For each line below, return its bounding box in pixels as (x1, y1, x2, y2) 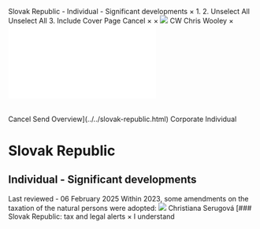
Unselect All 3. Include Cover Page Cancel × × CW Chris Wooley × (8, 16, 234, 25)
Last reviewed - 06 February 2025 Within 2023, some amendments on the (8, 194, 250, 203)
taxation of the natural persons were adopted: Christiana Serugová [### (8, 203, 252, 212)
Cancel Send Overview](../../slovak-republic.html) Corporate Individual (8, 114, 237, 124)
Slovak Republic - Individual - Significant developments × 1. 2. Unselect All (8, 7, 251, 16)
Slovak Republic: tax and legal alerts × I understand (8, 212, 175, 221)
